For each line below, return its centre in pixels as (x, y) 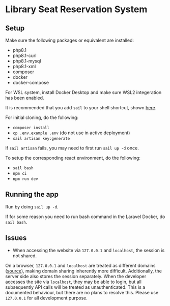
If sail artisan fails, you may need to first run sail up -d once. (72, 148)
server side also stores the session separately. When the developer (76, 276)
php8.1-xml (24, 66)
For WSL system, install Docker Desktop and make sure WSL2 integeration (83, 92)
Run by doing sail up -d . (32, 206)
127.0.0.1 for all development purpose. (47, 298)
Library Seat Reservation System (76, 9)
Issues (16, 238)
